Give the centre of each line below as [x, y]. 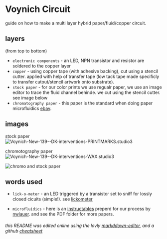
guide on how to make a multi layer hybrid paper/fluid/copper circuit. [76, 23]
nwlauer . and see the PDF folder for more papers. [63, 214]
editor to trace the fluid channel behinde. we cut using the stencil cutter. [86, 92]
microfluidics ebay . [32, 108]
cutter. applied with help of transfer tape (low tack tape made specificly [86, 76]
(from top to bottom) [26, 50]
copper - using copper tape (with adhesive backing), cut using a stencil [85, 71]
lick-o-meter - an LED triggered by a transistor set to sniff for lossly [82, 194]
